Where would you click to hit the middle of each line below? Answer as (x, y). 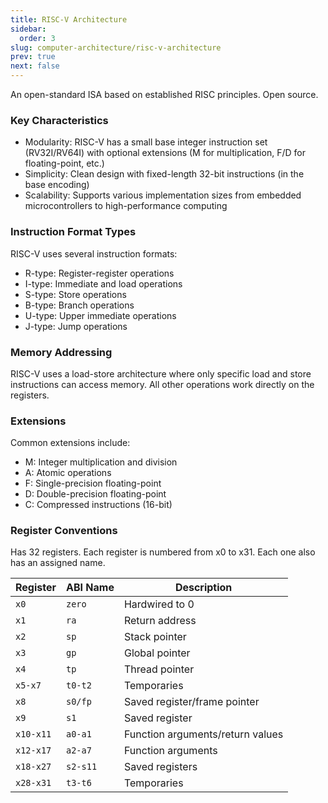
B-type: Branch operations (79, 305)
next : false (35, 66)
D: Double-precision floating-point (95, 494)
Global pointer (157, 653)
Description (203, 588)
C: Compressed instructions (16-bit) (98, 505)
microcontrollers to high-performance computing (126, 206)
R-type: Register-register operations (99, 273)
